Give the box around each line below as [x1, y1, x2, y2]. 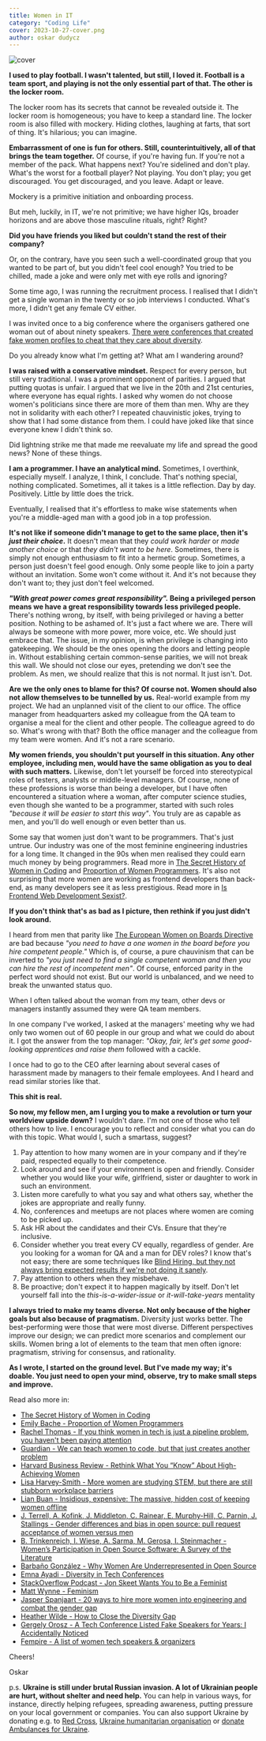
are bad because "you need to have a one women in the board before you [9, 939, 250, 948]
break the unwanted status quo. [9, 981, 113, 990]
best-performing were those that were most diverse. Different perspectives [9, 1323, 253, 1332]
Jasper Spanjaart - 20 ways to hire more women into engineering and [20, 1595, 247, 1604]
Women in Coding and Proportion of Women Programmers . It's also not [9, 866, 241, 876]
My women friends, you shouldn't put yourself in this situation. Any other [9, 750, 255, 760]
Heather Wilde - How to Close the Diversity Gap [20, 1612, 177, 1621]
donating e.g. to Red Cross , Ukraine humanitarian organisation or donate [9, 1717, 245, 1726]
